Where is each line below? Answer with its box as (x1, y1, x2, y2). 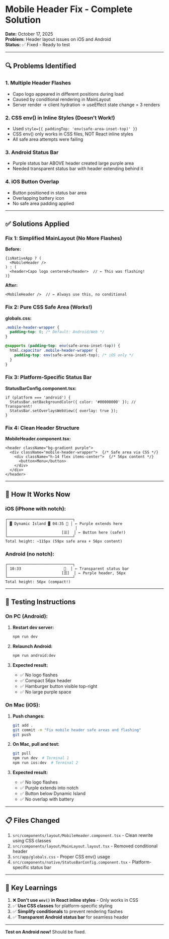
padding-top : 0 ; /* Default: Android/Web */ (10, 330, 105, 335)
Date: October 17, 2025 (5, 31, 53, 37)
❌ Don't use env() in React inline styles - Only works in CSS (12, 897, 138, 903)
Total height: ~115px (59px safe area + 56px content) (5, 538, 123, 544)
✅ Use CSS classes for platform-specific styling (12, 902, 113, 909)
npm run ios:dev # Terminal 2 (12, 760, 78, 765)
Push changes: (12, 713, 45, 719)
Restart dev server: (12, 624, 54, 630)
